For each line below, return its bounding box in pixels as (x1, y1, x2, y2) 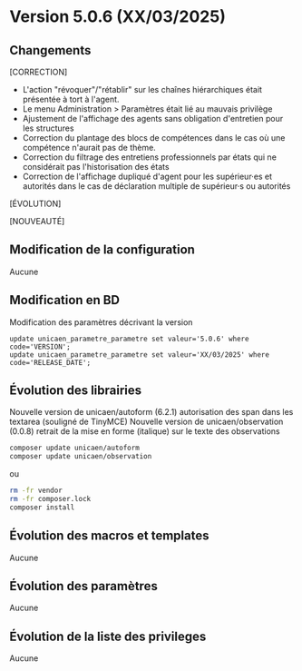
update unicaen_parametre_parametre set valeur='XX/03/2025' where (9, 350, 270, 360)
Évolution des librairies (9, 383, 142, 399)
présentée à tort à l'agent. (22, 94, 120, 104)
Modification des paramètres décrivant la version (9, 316, 193, 328)
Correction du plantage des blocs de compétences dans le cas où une (22, 133, 286, 143)
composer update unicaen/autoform (9, 443, 141, 453)
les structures (22, 123, 74, 133)
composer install (9, 502, 75, 512)
